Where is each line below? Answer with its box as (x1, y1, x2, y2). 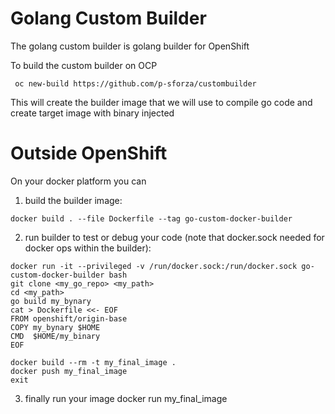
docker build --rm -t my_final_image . (10, 357, 177, 367)
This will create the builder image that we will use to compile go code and (10, 96, 313, 108)
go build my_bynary (10, 296, 92, 306)
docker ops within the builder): (24, 242, 152, 254)
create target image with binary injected (10, 107, 175, 119)
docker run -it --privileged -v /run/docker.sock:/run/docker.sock (10, 261, 298, 271)
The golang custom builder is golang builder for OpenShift (10, 40, 250, 52)
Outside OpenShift (10, 142, 168, 165)
